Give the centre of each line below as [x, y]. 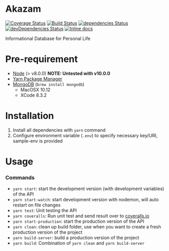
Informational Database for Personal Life [48, 38]
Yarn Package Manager [37, 79]
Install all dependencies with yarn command [59, 130]
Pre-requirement [42, 59]
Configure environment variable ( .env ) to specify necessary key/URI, [85, 135]
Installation [30, 116]
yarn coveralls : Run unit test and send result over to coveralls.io [81, 216]
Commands [20, 177]
